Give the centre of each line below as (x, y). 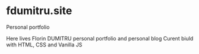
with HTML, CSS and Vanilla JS (44, 45)
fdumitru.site (39, 11)
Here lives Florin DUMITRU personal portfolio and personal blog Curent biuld (100, 38)
